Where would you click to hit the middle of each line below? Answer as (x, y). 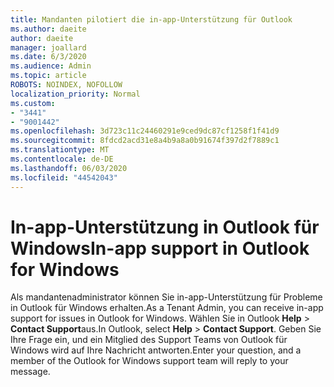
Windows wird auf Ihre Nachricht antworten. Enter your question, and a (156, 350)
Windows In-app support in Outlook (160, 248)
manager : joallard (48, 47)
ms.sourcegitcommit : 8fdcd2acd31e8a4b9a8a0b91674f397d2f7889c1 (145, 141)
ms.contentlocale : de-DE (62, 159)
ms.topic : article (48, 76)
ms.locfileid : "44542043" (64, 177)
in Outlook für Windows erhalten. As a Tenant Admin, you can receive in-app (167, 308)
